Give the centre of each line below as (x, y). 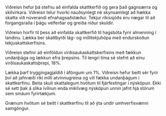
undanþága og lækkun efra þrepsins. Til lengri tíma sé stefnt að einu (75, 58)
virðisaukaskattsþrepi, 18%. (33, 63)
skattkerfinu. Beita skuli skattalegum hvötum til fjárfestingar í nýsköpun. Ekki (83, 83)
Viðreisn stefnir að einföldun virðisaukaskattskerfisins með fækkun (73, 52)
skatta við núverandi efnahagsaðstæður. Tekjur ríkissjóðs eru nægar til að (80, 18)
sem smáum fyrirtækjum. (31, 94)
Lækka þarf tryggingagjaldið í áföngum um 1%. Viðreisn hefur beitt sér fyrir (82, 73)
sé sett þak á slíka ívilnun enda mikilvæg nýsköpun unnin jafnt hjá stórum (80, 88)
